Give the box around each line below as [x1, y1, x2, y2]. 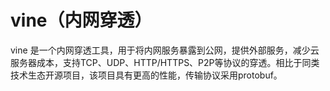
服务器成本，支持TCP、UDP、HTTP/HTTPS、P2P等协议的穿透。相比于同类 [10, 56, 320, 68]
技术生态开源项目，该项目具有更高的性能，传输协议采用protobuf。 [10, 69, 283, 81]
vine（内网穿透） [10, 9, 153, 32]
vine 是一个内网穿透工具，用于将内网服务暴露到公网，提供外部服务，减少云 [10, 44, 320, 56]
